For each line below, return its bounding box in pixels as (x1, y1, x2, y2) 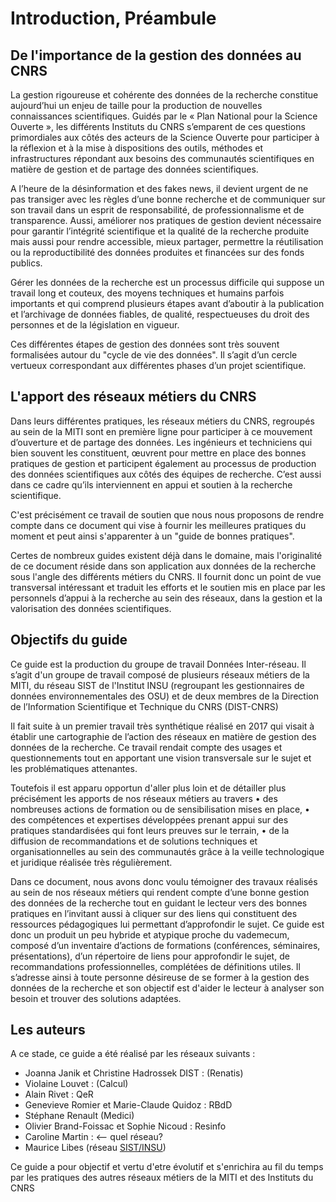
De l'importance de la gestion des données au (10, 47, 302, 64)
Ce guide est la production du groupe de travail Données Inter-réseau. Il (10, 658, 307, 670)
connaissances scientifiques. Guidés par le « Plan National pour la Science (10, 110, 318, 122)
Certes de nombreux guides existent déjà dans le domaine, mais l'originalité (10, 549, 323, 561)
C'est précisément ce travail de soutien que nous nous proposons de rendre (10, 508, 325, 521)
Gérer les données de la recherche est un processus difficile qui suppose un (10, 277, 325, 288)
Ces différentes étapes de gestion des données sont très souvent (10, 338, 280, 350)
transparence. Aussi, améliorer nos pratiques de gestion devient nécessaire (10, 215, 322, 226)
